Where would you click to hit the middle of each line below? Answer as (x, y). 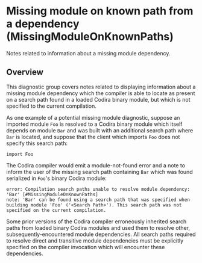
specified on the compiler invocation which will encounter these (86, 247)
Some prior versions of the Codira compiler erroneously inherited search (96, 221)
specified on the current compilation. (56, 210)
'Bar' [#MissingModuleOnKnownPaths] (52, 194)
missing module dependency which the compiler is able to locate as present (101, 93)
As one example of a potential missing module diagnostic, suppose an (93, 117)
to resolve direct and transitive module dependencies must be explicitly (95, 240)
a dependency (43, 24)
